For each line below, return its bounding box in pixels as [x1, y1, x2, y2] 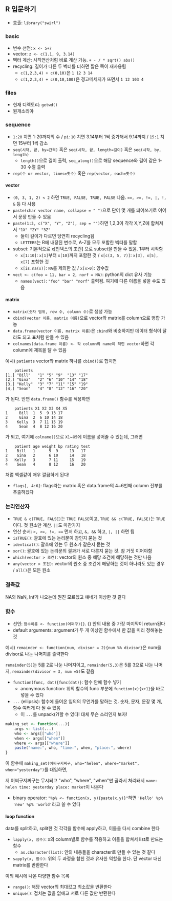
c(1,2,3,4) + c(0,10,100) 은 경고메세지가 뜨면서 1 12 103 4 [20, 76, 144, 82]
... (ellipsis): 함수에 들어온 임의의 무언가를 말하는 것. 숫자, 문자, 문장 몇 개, [12, 698, 162, 704]
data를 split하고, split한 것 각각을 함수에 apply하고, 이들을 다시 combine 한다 [5, 825, 160, 832]
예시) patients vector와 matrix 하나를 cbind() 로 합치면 [5, 358, 117, 364]
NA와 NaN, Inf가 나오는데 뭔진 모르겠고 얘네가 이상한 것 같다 [5, 594, 126, 600]
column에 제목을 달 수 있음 [12, 347, 67, 353]
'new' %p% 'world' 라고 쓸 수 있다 [12, 801, 81, 807]
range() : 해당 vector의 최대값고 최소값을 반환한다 [12, 884, 112, 890]
